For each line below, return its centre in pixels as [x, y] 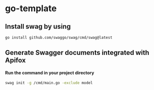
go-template [31, 9]
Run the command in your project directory [50, 72]
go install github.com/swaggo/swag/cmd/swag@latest [59, 37]
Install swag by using [38, 27]
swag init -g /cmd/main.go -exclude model [49, 83]
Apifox [15, 61]
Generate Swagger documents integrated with [77, 53]
